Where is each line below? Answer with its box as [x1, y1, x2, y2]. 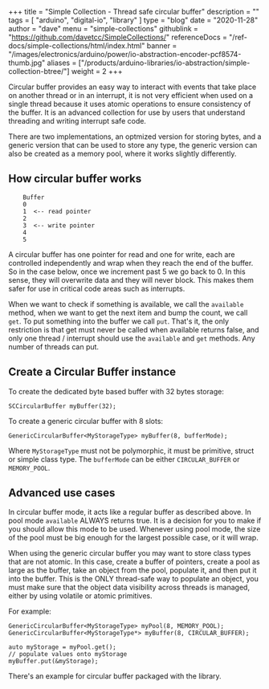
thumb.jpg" [8, 58, 46, 67]
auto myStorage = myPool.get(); [8, 643, 116, 651]
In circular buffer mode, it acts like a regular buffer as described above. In [8, 508, 251, 517]
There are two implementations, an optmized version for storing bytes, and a [8, 132, 262, 141]
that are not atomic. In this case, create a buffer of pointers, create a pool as [8, 557, 260, 567]
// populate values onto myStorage [8, 650, 128, 658]
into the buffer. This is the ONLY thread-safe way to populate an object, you [8, 574, 259, 584]
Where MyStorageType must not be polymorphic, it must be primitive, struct [8, 446, 255, 455]
